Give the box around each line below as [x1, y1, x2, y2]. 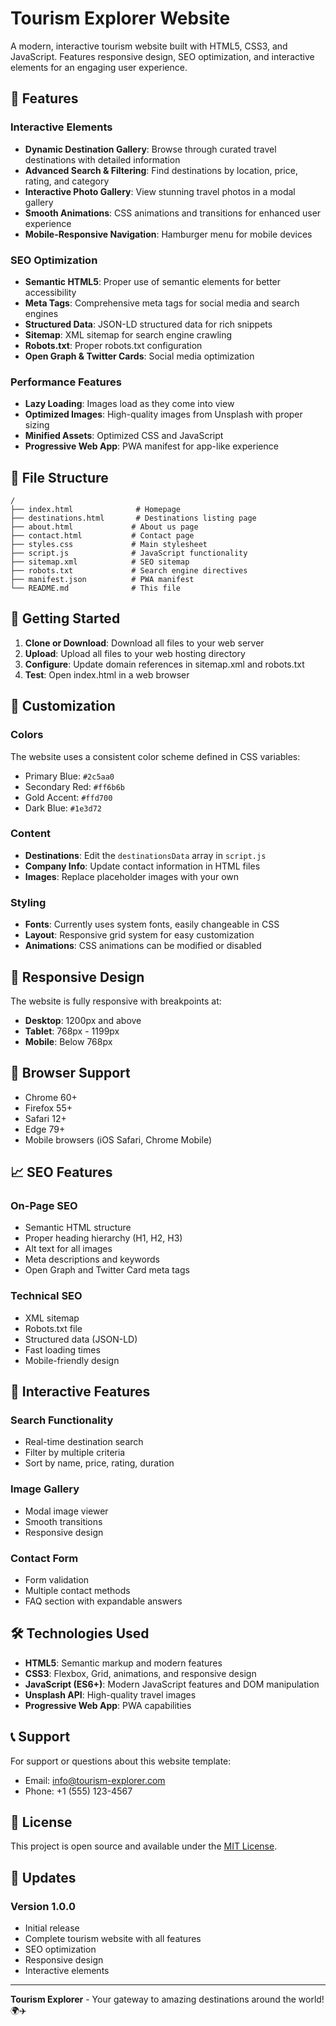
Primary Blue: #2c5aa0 [24, 770, 115, 782]
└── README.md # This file [10, 583, 182, 594]
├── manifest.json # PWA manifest [10, 575, 195, 585]
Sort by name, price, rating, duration [24, 1457, 175, 1469]
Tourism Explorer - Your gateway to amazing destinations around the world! [10, 1993, 325, 2006]
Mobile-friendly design [24, 1354, 120, 1366]
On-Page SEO [10, 1199, 78, 1213]
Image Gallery [10, 1482, 80, 1496]
